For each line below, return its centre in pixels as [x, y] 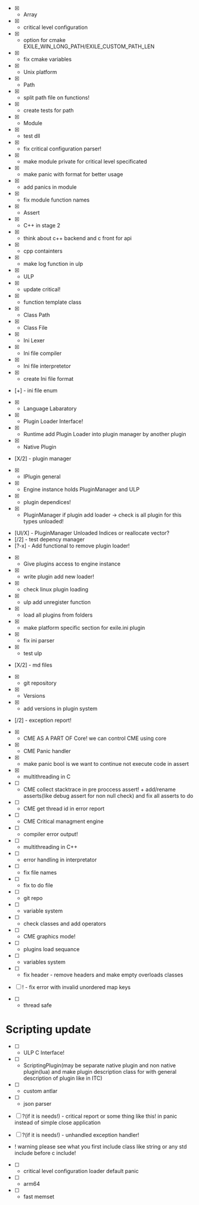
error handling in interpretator [60, 860]
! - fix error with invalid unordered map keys [76, 987]
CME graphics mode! [49, 936]
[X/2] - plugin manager [43, 458]
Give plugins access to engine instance [72, 564]
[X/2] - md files [33, 665]
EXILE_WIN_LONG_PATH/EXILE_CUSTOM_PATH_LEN [89, 46]
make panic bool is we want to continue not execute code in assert [106, 764]
